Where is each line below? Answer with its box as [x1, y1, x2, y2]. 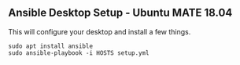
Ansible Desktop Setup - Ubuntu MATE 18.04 [8, 6, 233, 20]
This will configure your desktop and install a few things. [8, 27, 191, 36]
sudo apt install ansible [8, 42, 93, 50]
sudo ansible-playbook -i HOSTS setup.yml [8, 49, 150, 57]
